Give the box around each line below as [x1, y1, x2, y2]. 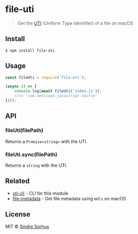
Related [5, 177, 30, 185]
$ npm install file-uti [5, 48, 55, 53]
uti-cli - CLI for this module [12, 190, 69, 196]
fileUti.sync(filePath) [5, 151, 58, 158]
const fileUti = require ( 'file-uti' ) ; [5, 75, 86, 80]
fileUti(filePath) [5, 127, 44, 134]
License [5, 210, 31, 219]
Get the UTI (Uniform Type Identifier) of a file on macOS [17, 20, 133, 26]
